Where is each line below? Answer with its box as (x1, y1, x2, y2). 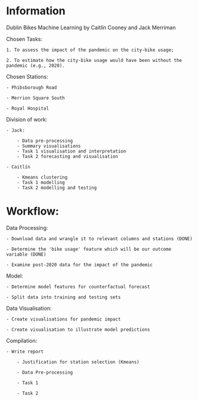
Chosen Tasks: (6, 35, 43, 42)
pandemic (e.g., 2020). (6, 63, 65, 69)
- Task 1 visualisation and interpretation (17, 148, 127, 154)
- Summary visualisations (17, 143, 81, 149)
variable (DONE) (6, 251, 46, 257)
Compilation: (6, 337, 37, 344)
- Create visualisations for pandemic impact (6, 316, 121, 322)
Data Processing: (6, 224, 49, 231)
